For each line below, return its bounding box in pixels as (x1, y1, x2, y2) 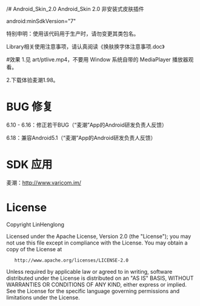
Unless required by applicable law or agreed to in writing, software (6, 268, 173, 275)
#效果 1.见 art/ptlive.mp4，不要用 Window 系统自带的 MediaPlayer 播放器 (6, 56, 189, 63)
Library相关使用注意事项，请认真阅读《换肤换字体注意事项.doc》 (6, 43, 165, 50)
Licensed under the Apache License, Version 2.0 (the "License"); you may (6, 232, 192, 240)
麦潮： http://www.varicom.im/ (6, 179, 82, 186)
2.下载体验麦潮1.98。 (6, 77, 59, 83)
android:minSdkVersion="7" (6, 18, 76, 24)
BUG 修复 (6, 100, 53, 114)
